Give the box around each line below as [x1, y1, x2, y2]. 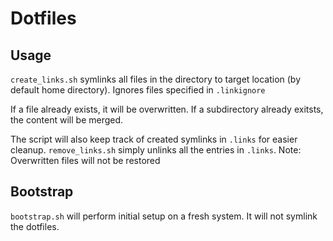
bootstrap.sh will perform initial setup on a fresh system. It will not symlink [10, 210, 318, 222]
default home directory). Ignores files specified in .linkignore [10, 84, 266, 96]
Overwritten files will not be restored [10, 155, 161, 166]
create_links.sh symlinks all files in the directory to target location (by [10, 73, 302, 85]
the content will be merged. [10, 114, 124, 126]
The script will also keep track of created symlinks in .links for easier [10, 133, 298, 145]
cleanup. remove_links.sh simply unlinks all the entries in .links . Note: [10, 144, 302, 156]
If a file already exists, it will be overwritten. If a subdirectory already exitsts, [10, 103, 324, 115]
